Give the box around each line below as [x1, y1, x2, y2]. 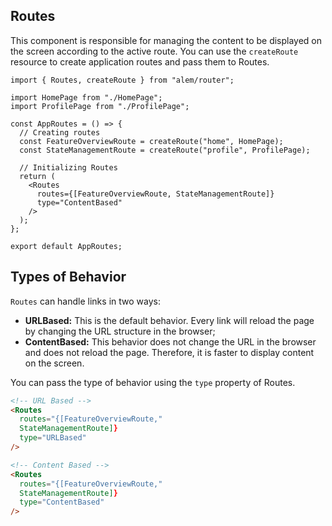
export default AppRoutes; [10, 241, 123, 251]
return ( [19, 171, 56, 181]
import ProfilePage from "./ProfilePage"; [10, 101, 190, 111]
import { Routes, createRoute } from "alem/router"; [10, 75, 235, 85]
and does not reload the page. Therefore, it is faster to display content [24, 346, 315, 358]
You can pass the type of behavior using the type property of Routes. [10, 376, 296, 388]
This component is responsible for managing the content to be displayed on [10, 34, 323, 46]
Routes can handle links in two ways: [10, 295, 161, 307]
